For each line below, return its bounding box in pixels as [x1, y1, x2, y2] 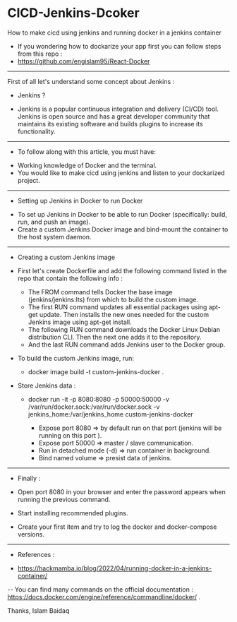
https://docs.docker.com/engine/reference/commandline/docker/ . [7, 592, 201, 601]
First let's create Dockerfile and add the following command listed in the [17, 266, 227, 275]
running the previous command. [17, 495, 111, 503]
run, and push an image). [17, 217, 91, 226]
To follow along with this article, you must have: [17, 147, 157, 156]
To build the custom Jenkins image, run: [17, 354, 135, 362]
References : [17, 550, 55, 558]
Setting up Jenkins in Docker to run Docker [17, 196, 143, 205]
